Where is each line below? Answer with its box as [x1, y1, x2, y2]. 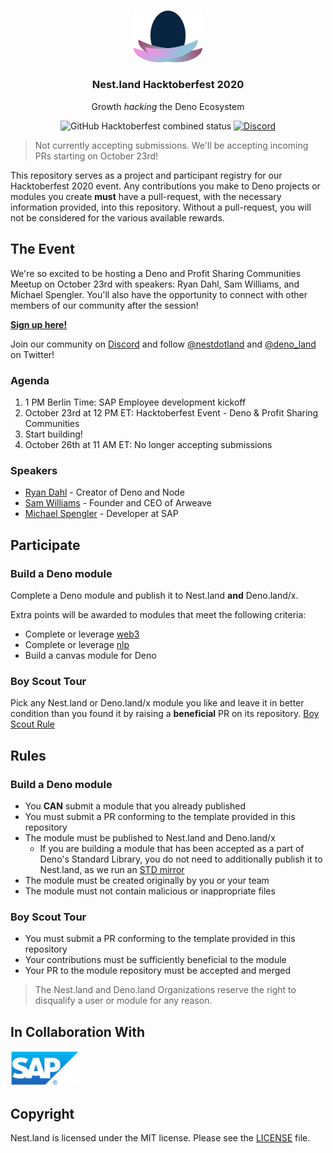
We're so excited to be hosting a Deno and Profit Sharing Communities [10, 267, 302, 279]
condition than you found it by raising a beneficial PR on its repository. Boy [10, 708, 320, 720]
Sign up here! [10, 318, 68, 330]
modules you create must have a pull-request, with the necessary [10, 190, 282, 202]
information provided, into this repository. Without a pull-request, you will [10, 201, 312, 213]
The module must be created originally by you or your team [24, 874, 270, 886]
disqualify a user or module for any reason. [34, 995, 213, 1007]
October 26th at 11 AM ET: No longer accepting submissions [24, 438, 273, 450]
